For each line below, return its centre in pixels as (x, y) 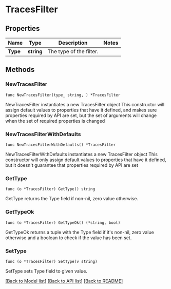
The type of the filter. (73, 51)
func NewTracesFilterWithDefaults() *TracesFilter (61, 145)
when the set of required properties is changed (55, 121)
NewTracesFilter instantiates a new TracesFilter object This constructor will (85, 104)
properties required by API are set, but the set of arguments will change (81, 115)
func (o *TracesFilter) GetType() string (50, 189)
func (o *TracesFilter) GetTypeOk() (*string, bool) (63, 223)
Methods (20, 70)
